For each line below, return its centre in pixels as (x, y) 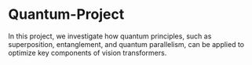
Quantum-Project (66, 14)
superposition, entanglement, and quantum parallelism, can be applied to (126, 44)
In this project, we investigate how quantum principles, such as (110, 36)
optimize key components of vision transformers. (88, 52)
